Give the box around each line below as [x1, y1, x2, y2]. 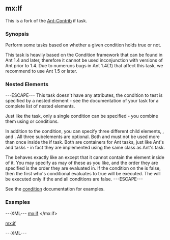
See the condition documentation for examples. [5, 186, 105, 192]
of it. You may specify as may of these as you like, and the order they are [5, 160, 158, 166]
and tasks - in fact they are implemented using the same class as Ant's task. [5, 145, 165, 151]
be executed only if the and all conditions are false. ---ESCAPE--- [5, 176, 144, 182]
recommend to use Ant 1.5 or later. [5, 68, 77, 74]
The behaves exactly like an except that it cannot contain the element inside [5, 154, 164, 161]
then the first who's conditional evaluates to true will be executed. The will [5, 171, 161, 177]
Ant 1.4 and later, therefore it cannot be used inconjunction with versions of [5, 57, 163, 63]
